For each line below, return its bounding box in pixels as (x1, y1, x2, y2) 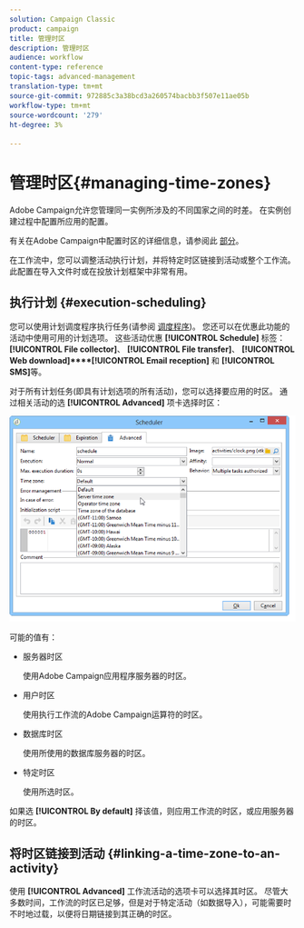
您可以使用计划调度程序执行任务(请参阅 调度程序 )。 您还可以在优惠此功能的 (9, 321, 290, 332)
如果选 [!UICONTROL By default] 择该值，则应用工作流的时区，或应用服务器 (9, 805, 295, 816)
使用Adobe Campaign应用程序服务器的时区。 (22, 670, 192, 681)
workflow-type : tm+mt (9, 101, 92, 110)
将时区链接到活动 (9, 846, 105, 862)
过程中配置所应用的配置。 (16, 216, 113, 227)
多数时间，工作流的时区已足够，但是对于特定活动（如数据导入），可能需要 (9, 897, 284, 908)
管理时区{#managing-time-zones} (9, 173, 272, 194)
